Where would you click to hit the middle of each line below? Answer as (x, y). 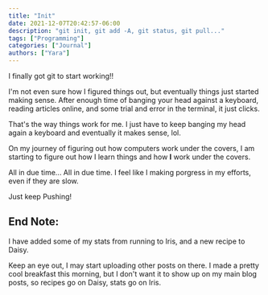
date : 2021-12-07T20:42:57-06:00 (64, 23)
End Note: (33, 222)
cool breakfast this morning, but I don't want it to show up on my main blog (133, 273)
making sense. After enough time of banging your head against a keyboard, (134, 100)
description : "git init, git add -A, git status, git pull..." (117, 31)
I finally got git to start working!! (61, 76)
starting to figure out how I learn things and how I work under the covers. (130, 157)
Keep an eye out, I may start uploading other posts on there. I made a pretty (134, 265)
